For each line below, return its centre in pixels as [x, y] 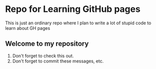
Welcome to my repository [47, 44]
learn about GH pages [28, 28]
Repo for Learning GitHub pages [73, 9]
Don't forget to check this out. [43, 56]
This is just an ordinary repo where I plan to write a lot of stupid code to [78, 23]
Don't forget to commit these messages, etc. [58, 61]
